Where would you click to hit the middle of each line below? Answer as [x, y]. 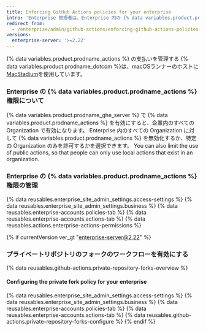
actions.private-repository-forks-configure [60, 322]
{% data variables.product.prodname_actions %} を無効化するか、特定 [108, 138]
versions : [19, 35]
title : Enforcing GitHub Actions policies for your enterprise [89, 12]
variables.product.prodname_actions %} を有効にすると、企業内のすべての [101, 123]
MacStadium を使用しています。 [46, 74]
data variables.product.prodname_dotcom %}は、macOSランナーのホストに [103, 66]
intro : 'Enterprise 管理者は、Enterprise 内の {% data [74, 18]
